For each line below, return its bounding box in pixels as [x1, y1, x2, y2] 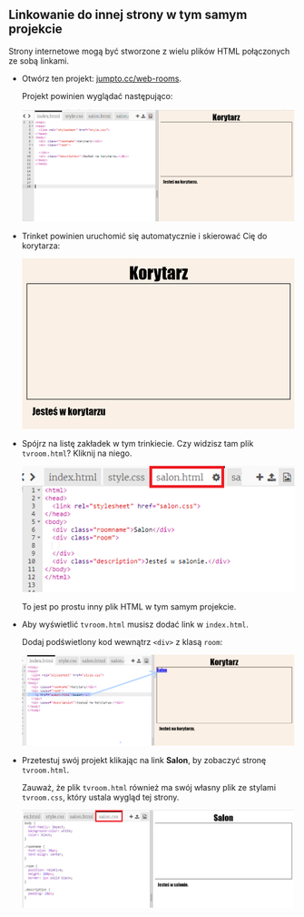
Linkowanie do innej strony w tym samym [8, 7, 248, 23]
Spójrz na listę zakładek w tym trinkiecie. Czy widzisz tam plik [21, 438, 254, 449]
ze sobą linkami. [8, 55, 70, 66]
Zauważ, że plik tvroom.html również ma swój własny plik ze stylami [21, 781, 277, 792]
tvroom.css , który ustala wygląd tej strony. [21, 791, 180, 802]
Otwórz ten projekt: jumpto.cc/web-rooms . [21, 73, 182, 84]
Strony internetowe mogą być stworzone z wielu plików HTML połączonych [8, 45, 290, 56]
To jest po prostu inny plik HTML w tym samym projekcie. [21, 601, 237, 612]
